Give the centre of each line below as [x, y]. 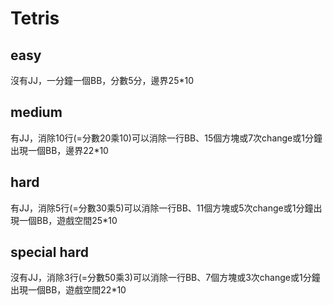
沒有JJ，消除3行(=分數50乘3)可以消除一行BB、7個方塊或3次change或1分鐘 [165, 278]
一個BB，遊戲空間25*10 [68, 220]
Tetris [35, 18]
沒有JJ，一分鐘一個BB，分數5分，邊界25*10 [102, 80]
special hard [49, 252]
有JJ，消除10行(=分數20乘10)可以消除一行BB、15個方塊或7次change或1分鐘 [166, 138]
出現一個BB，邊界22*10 [59, 150]
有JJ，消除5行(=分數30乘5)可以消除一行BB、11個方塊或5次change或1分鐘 [162, 208]
